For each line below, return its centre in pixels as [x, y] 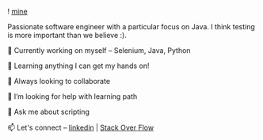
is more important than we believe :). [67, 35]
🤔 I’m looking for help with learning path [72, 96]
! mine [18, 11]
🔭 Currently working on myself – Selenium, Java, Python [99, 50]
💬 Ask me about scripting [49, 112]
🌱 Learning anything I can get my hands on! [78, 66]
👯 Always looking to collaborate [59, 81]
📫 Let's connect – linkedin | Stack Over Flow [81, 127]
